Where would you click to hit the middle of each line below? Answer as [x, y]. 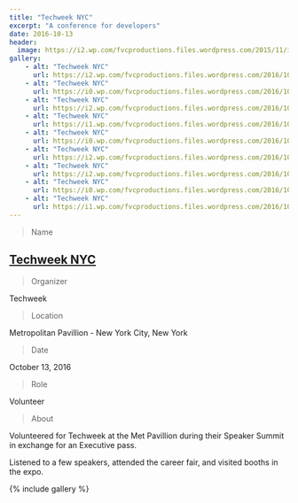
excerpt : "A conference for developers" [85, 26]
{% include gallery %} [50, 489]
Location [47, 315]
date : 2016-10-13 [41, 34]
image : [29, 50]
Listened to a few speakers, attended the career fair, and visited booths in [144, 462]
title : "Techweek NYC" [51, 17]
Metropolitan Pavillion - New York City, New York [98, 332]
